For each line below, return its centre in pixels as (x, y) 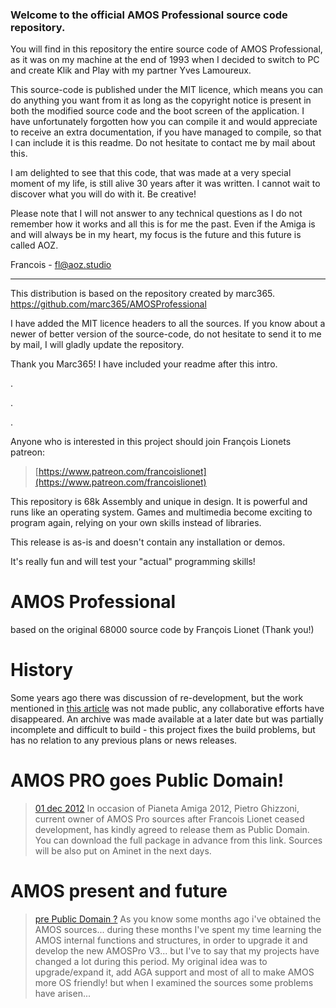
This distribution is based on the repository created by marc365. (143, 294)
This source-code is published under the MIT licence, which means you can (167, 90)
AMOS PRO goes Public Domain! (147, 780)
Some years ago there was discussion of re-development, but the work (157, 698)
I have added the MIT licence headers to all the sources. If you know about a (168, 324)
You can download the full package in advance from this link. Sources (178, 840)
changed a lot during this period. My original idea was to (151, 962)
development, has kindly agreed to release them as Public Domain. (172, 830)
